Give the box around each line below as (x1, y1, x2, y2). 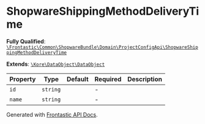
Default (66, 75, 89, 83)
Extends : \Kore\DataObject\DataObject (6, 60, 105, 68)
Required (94, 75, 122, 83)
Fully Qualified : (6, 37, 46, 45)
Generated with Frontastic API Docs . (6, 110, 98, 118)
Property (9, 75, 36, 83)
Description (127, 75, 162, 83)
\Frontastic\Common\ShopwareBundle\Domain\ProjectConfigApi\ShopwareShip (6, 44, 199, 50)
